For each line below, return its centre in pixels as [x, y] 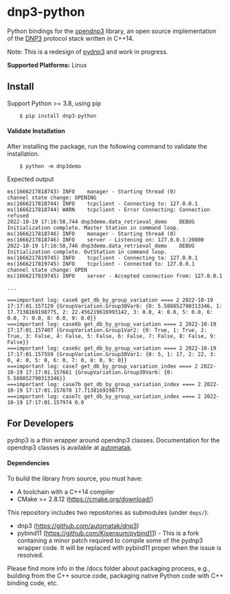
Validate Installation [36, 131]
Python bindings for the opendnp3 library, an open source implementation [112, 31]
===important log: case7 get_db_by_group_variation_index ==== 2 [102, 366]
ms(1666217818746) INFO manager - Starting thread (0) [92, 234]
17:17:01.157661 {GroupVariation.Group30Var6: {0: [99, 372]
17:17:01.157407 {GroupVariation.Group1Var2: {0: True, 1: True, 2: [107, 330]
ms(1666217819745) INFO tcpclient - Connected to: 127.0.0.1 [101, 264]
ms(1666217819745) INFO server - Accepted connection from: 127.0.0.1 [115, 276]
